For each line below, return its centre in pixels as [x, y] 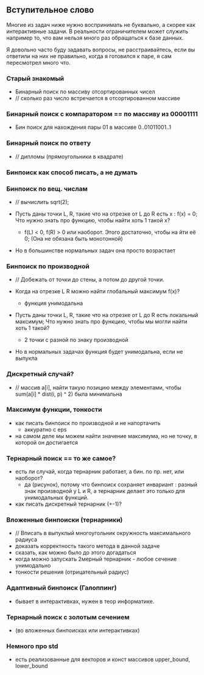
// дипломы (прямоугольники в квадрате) [69, 156]
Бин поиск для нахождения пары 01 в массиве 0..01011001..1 [93, 127]
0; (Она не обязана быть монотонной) [73, 238]
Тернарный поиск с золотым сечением [68, 617]
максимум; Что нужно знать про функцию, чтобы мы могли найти [101, 322]
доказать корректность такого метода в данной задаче [87, 546]
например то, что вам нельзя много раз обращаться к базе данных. [95, 38]
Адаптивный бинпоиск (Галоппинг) [62, 588]
